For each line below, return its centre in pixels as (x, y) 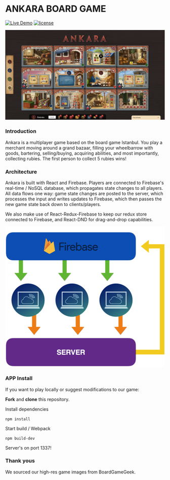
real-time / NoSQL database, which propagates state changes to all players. (84, 188)
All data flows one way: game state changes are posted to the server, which (84, 194)
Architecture (21, 172)
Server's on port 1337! (28, 448)
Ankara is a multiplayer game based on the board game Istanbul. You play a (84, 142)
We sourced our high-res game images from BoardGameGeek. (70, 472)
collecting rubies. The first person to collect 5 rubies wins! (66, 158)
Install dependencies (27, 409)
